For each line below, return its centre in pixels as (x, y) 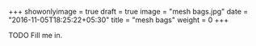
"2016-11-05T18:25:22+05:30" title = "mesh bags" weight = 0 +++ (119, 20)
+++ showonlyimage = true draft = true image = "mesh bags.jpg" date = (128, 11)
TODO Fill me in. (36, 35)
